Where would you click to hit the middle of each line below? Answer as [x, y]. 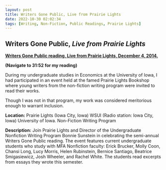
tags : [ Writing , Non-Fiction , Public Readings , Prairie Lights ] [73, 24]
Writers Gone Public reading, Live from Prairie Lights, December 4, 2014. [82, 56]
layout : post [19, 10]
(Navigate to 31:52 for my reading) [41, 66]
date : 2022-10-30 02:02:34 [33, 19]
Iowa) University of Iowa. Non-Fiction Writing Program [61, 121]
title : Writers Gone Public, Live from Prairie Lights [63, 14]
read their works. [23, 91]
